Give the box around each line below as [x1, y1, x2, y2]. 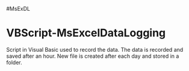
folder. [6, 58, 22, 66]
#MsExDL [6, 5, 30, 12]
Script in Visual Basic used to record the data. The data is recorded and [6, 46, 184, 53]
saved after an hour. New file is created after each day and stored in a [6, 52, 179, 60]
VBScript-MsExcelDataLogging [6, 26, 166, 40]
